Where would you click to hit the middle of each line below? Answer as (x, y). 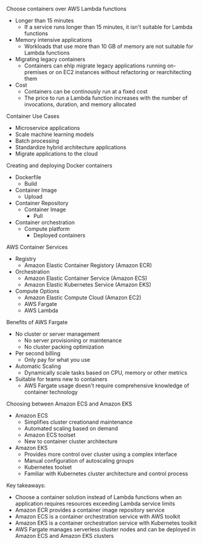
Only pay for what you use (57, 360)
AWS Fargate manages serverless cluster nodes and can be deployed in (105, 529)
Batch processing (37, 141)
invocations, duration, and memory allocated (80, 104)
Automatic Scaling (38, 366)
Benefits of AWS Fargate (37, 322)
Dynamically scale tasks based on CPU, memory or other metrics (105, 372)
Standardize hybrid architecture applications (71, 147)
